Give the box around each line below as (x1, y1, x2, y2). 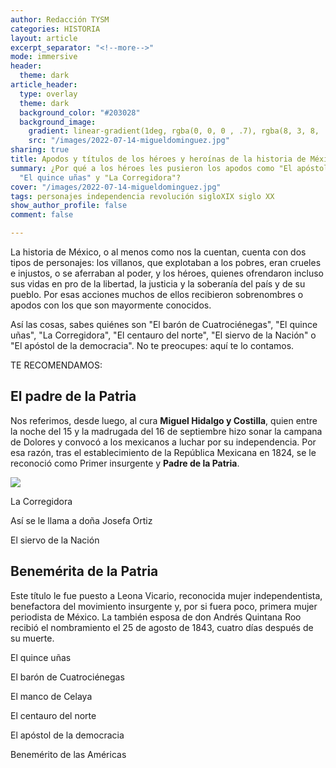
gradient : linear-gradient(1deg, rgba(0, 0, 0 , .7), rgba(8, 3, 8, (28, 126, 320, 136)
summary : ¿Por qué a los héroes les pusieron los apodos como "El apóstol (10, 163, 329, 173)
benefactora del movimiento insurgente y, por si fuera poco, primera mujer (10, 600, 318, 612)
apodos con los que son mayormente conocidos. (10, 299, 212, 311)
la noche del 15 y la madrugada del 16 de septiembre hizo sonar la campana (10, 425, 323, 437)
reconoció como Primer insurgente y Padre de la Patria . (10, 457, 240, 469)
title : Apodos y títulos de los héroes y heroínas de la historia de (10, 154, 307, 164)
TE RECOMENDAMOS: (10, 359, 103, 371)
